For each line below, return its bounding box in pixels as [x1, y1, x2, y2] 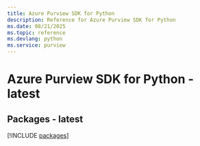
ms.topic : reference [7, 29, 66, 36]
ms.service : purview [7, 42, 66, 49]
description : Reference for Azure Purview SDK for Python [7, 16, 176, 23]
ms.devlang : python [7, 36, 63, 42]
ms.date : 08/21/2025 [7, 23, 66, 29]
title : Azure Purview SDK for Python [7, 10, 115, 17]
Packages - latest [7, 113, 84, 125]
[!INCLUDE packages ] [7, 132, 69, 139]
